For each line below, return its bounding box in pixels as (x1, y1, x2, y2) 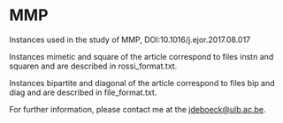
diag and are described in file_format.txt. (9, 87, 157, 98)
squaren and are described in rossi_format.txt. (9, 61, 178, 71)
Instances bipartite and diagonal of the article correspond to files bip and (9, 77, 276, 88)
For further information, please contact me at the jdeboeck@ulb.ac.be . (9, 104, 266, 114)
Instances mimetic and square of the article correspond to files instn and (9, 51, 274, 61)
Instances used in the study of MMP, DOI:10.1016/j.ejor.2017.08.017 (9, 34, 251, 45)
